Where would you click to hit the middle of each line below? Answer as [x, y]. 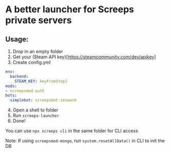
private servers [39, 20]
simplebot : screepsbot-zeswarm [43, 100]
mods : [11, 86]
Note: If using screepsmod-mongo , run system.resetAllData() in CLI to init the [85, 141]
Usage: [17, 39]
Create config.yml [32, 62]
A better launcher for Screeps [70, 9]
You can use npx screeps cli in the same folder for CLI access [72, 131]
